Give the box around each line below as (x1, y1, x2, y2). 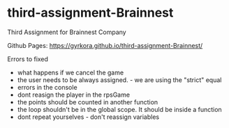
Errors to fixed (7, 54, 49, 63)
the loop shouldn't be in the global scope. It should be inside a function (17, 105, 222, 113)
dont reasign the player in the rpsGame (17, 90, 131, 99)
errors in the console (17, 83, 78, 91)
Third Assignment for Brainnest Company (7, 28, 127, 36)
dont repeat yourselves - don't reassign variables (17, 113, 159, 121)
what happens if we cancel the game (17, 68, 124, 77)
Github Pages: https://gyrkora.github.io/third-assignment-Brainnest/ (7, 41, 203, 49)
